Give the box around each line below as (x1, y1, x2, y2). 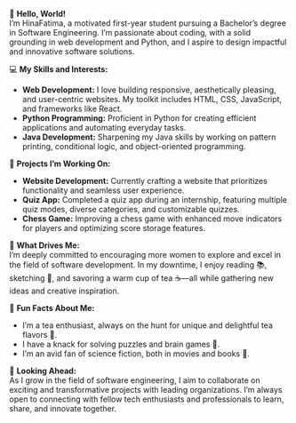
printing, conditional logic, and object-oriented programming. (21, 141, 246, 151)
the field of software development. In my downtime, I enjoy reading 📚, (9, 259, 268, 270)
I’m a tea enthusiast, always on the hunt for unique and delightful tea (21, 320, 273, 331)
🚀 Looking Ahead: (9, 365, 77, 376)
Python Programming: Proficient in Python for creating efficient (21, 113, 257, 124)
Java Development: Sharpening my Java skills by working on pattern (21, 132, 276, 142)
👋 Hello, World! (9, 9, 67, 19)
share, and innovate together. (9, 403, 117, 413)
